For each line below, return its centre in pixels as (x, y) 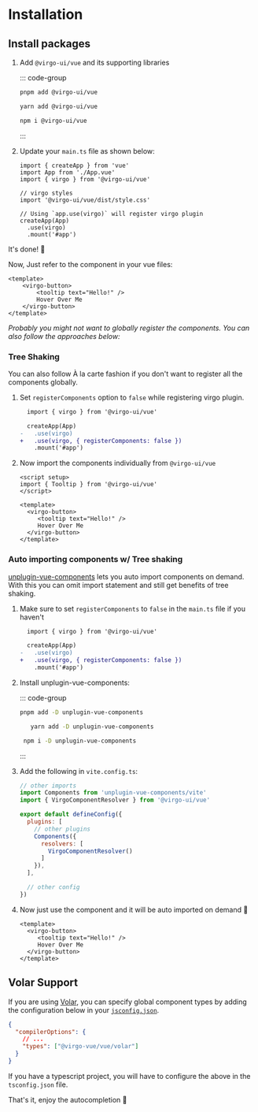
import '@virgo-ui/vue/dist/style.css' (85, 200)
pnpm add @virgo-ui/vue (59, 92)
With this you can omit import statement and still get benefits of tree (118, 585)
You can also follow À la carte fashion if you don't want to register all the (125, 374)
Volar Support (43, 983)
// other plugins (62, 829)
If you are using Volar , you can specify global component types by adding (128, 1002)
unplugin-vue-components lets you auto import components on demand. (126, 576)
